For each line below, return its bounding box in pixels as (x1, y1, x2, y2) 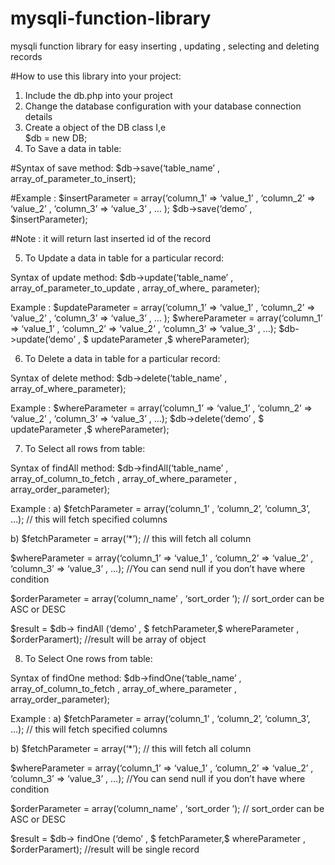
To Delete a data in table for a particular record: (24, 352, 221, 364)
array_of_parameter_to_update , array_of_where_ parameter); (10, 282, 261, 294)
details (24, 110, 53, 122)
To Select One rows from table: (24, 652, 153, 664)
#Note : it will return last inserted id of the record (10, 232, 212, 244)
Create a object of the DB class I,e (24, 121, 167, 133)
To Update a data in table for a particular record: (24, 252, 225, 264)
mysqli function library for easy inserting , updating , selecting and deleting (10, 40, 320, 52)
